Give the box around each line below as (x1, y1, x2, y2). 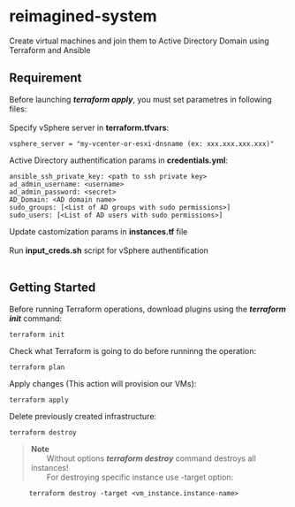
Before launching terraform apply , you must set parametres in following (9, 94, 272, 104)
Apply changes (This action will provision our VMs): (9, 378, 197, 388)
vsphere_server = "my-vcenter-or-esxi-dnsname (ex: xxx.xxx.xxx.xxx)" (9, 139, 275, 148)
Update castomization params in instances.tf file (9, 226, 188, 236)
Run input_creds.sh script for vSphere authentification (9, 245, 209, 256)
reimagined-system (9, 6, 157, 27)
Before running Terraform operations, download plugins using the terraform (9, 303, 286, 314)
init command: (9, 312, 63, 324)
